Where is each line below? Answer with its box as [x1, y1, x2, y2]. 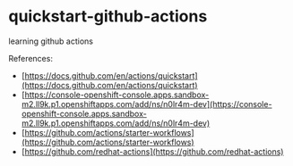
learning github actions [8, 36, 94, 46]
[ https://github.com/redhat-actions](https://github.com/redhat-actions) [21, 145, 284, 157]
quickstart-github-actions [8, 6, 208, 27]
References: [8, 53, 53, 63]
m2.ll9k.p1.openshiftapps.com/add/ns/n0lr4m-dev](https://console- [21, 98, 272, 109]
